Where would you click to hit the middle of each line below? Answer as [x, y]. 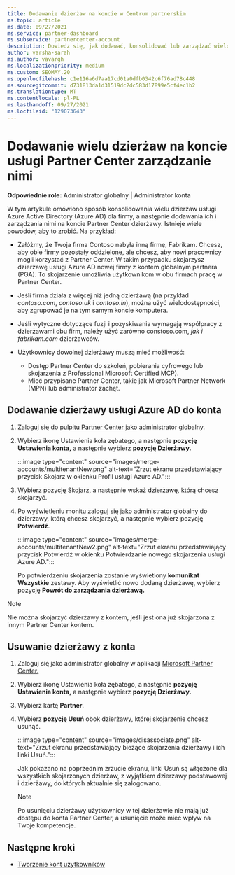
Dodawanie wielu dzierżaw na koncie [117, 146]
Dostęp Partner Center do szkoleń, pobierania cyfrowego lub [115, 365]
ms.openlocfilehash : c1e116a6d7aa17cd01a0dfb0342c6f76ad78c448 [101, 79]
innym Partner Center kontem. [51, 624]
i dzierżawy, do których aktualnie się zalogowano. [89, 783]
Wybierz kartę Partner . [51, 706]
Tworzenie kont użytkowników [61, 864]
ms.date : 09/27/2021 [37, 27]
